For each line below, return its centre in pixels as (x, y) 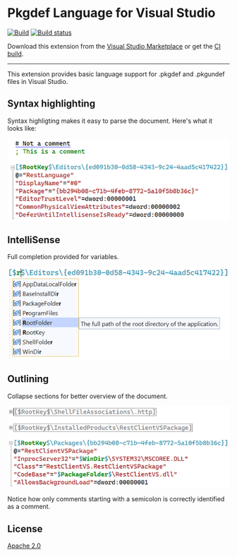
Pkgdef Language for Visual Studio (111, 13)
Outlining (28, 379)
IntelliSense (34, 240)
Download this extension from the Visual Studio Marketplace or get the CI (114, 46)
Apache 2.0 (24, 546)
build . (16, 54)
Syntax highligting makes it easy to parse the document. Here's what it (110, 121)
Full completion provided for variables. (63, 256)
